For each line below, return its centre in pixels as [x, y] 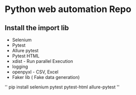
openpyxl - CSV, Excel [35, 72]
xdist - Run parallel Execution [42, 61]
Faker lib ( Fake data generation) [46, 77]
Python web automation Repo [68, 9]
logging [20, 67]
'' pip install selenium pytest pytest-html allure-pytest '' [62, 87]
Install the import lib [37, 28]
